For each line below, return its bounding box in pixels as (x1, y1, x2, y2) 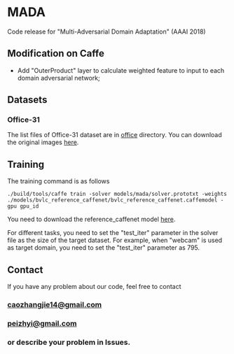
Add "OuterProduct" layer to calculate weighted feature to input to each (17, 66, 225, 74)
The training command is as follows (7, 177, 110, 185)
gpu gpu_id (7, 203, 39, 210)
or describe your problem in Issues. (7, 337, 131, 347)
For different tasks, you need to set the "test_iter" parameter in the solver (7, 229, 219, 237)
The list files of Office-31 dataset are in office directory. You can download (7, 131, 222, 139)
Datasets (7, 94, 48, 106)
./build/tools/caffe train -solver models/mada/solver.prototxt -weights (7, 190, 228, 198)
